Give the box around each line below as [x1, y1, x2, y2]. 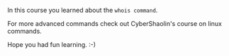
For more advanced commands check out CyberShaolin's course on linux [7, 20, 222, 27]
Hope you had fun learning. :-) [7, 41, 96, 48]
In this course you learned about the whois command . [7, 6, 158, 14]
